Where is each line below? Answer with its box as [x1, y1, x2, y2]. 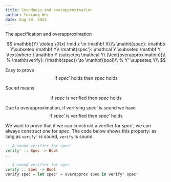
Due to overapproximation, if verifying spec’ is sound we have [5, 105, 136, 111]
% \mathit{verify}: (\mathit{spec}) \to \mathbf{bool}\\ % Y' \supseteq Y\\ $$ [6, 57, 166, 63]
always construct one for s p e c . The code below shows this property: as [5, 128, 157, 134]
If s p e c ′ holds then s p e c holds [54, 75, 118, 81]
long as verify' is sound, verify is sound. [5, 133, 94, 140]
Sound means [5, 85, 35, 91]
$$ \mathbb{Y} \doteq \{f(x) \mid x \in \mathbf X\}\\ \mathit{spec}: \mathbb [7, 41, 165, 47]
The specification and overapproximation [5, 31, 92, 37]
